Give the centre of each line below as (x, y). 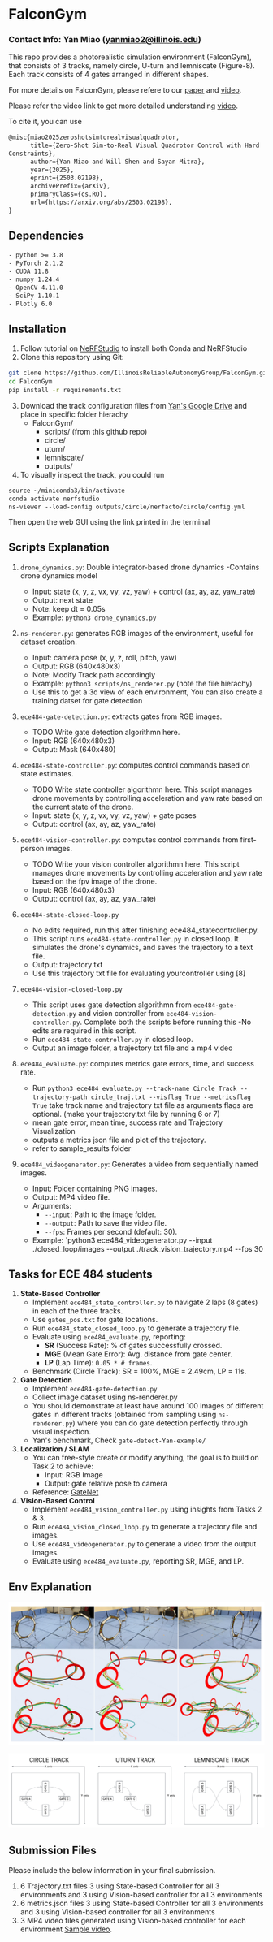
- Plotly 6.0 (30, 304)
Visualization (54, 1131)
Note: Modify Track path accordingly (94, 674)
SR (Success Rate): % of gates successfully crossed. (133, 1346)
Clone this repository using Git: (72, 357)
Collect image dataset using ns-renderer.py (105, 1397)
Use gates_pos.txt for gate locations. (95, 1320)
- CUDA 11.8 (28, 272)
